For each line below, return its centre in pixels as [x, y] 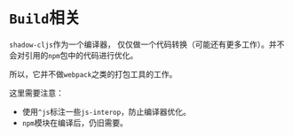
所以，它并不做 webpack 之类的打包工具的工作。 [93, 74]
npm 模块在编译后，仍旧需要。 [75, 122]
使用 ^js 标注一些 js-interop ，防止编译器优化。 [106, 111]
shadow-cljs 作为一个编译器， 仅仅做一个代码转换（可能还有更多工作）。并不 [147, 44]
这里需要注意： [36, 93]
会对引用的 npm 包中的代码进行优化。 [74, 55]
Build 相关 [45, 18]
